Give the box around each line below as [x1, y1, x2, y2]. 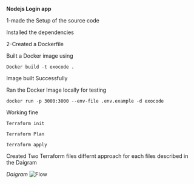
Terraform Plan [6, 131, 45, 137]
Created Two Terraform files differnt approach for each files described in [6, 152, 189, 160]
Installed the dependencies [6, 29, 75, 36]
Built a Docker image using [6, 52, 74, 60]
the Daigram [6, 159, 38, 166]
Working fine [6, 109, 38, 116]
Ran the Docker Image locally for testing [6, 86, 107, 94]
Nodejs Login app [6, 5, 52, 12]
